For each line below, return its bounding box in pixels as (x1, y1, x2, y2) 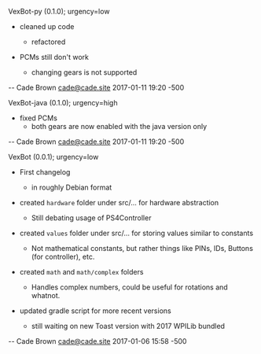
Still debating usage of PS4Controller (31, 213, 152, 223)
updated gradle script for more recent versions (19, 306, 171, 315)
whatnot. (31, 291, 61, 300)
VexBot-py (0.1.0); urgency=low (8, 7, 110, 16)
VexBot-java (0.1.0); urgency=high (8, 98, 118, 107)
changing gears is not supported (31, 68, 138, 77)
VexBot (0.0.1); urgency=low (8, 153, 99, 161)
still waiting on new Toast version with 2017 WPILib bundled (31, 322, 226, 330)
